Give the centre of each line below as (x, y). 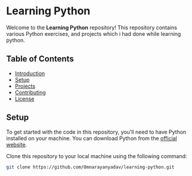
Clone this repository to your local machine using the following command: (97, 156)
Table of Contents (40, 59)
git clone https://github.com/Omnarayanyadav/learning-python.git (90, 167)
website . (17, 144)
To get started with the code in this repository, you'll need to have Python (96, 132)
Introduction (30, 73)
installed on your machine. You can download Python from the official (92, 138)
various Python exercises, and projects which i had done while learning (94, 33)
